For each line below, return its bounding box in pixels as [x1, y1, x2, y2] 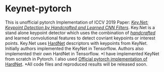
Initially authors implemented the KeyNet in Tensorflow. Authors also [5, 45, 144, 51]
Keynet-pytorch [5, 3, 72, 14]
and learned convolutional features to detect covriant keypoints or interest [5, 35, 156, 41]
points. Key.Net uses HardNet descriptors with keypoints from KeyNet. [5, 40, 148, 46]
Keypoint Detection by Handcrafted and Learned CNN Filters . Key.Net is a [5, 24, 155, 30]
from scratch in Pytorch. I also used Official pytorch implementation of [5, 56, 148, 62]
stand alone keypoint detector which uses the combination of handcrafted [5, 30, 156, 36]
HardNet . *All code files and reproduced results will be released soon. [5, 61, 148, 67]
